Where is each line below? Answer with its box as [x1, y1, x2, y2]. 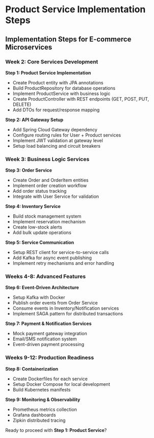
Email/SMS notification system [12, 336, 78, 342]
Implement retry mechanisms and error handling [12, 260, 114, 266]
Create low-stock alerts [12, 224, 62, 230]
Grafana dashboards [12, 411, 56, 418]
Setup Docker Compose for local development [12, 381, 111, 387]
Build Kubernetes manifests [12, 386, 71, 393]
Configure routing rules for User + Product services [12, 132, 121, 138]
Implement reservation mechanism [12, 219, 86, 225]
